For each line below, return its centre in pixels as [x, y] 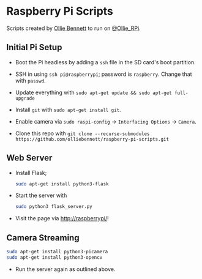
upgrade [25, 98]
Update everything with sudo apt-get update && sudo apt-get [94, 92]
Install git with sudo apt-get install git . [68, 110]
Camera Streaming [43, 238]
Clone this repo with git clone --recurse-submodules [82, 133]
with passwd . [30, 80]
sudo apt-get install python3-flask [62, 184]
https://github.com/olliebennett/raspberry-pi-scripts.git [92, 139]
